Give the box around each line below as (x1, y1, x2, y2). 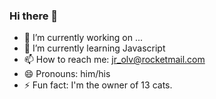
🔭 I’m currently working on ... (23, 32, 143, 44)
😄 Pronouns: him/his (23, 68, 111, 80)
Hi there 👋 (9, 9, 59, 23)
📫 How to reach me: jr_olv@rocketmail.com (23, 54, 206, 66)
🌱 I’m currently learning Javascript (23, 42, 166, 54)
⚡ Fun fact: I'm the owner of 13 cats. (23, 79, 173, 91)
